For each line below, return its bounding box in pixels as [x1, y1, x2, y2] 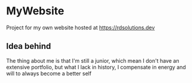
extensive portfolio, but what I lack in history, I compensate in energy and [6, 63, 186, 70]
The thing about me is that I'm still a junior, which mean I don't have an [6, 57, 179, 64]
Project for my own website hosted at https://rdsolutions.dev [6, 24, 155, 31]
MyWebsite [6, 4, 64, 18]
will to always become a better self [6, 70, 92, 77]
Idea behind [6, 41, 51, 51]
